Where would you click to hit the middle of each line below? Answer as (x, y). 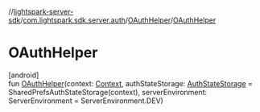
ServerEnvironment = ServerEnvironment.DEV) (86, 101)
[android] (24, 75)
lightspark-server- (43, 12)
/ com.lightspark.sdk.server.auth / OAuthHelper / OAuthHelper (118, 20)
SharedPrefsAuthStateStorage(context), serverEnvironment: (108, 92)
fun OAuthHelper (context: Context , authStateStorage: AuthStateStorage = (131, 83)
